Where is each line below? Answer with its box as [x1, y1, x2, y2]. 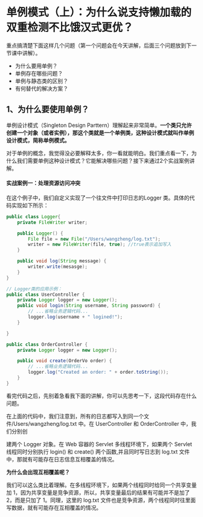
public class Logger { [6, 213, 61, 219]
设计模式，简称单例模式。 [6, 137, 70, 144]
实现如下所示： [11, 201, 49, 209]
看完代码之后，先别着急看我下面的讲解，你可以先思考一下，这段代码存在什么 [6, 392, 197, 399]
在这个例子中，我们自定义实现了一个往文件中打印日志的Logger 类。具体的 [6, 194, 190, 201]
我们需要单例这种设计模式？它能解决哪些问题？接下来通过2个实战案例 [16, 157, 190, 164]
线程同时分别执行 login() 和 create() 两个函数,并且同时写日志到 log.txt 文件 [6, 448, 190, 455]
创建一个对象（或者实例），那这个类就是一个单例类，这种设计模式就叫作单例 [6, 129, 195, 136]
